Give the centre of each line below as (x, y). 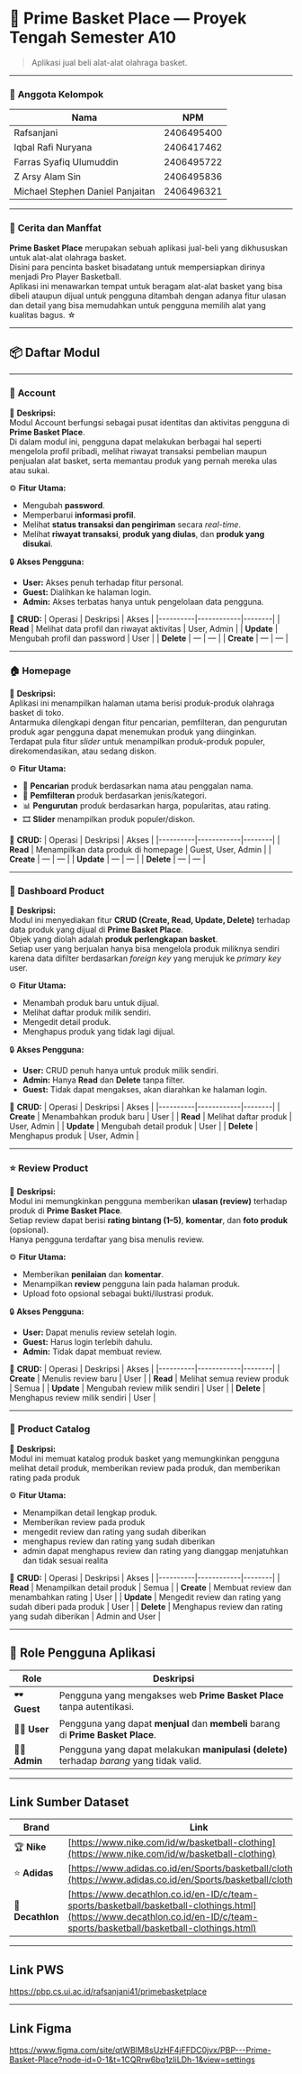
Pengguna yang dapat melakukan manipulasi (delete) (173, 1750)
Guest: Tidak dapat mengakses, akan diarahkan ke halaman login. (145, 1090)
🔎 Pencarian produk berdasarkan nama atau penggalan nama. (138, 786)
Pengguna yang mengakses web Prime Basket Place (172, 1695)
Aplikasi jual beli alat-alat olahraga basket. (109, 62)
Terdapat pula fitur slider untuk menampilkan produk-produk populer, (137, 741)
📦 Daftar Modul (55, 352)
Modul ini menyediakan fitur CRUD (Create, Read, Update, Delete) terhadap (150, 920)
